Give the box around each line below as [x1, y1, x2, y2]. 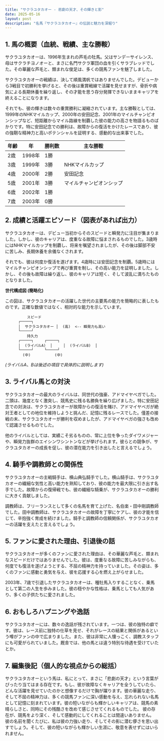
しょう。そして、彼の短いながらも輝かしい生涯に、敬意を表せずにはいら [14, 724, 159, 730]
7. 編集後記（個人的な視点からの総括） [5, 661, 121, 670]
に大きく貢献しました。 [5, 493, 52, 498]
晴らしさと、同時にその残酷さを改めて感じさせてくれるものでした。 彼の [5, 706, 151, 712]
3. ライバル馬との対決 [5, 378, 70, 386]
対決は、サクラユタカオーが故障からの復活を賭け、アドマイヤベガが [18, 404, 155, 409]
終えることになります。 [5, 95, 52, 101]
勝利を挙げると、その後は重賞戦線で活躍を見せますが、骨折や [29, 83, 153, 89]
